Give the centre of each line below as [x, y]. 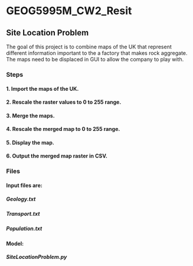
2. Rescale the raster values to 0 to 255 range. [64, 102]
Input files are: [24, 185]
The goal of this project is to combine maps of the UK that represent [89, 47]
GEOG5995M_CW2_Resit [69, 11]
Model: [15, 244]
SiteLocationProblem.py [37, 257]
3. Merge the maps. [30, 116]
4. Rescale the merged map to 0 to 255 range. [63, 129]
